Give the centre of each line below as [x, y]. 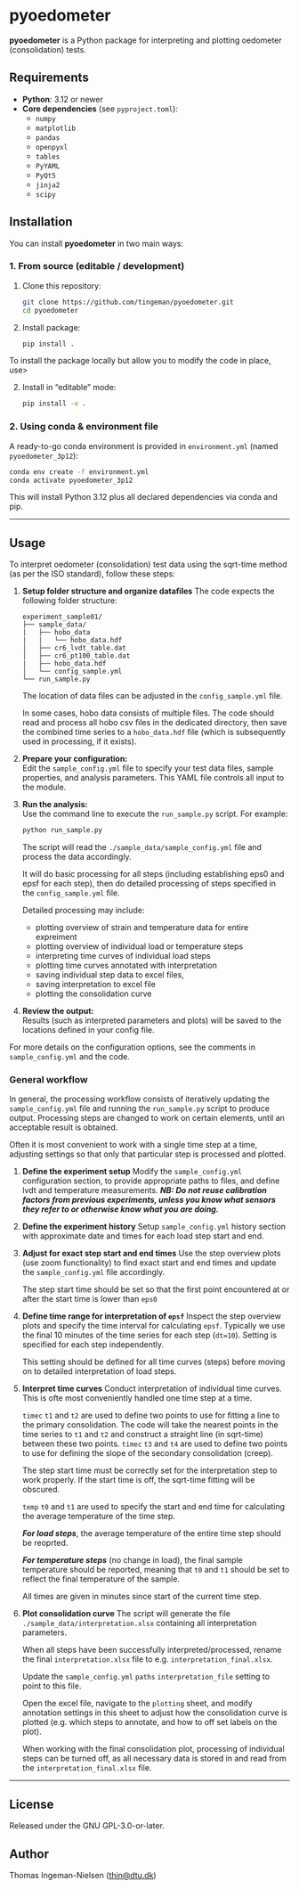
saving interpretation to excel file [95, 985]
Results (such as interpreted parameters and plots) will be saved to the [152, 1020]
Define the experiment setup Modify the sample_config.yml [132, 1172]
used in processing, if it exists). [79, 741]
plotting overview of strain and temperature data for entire [142, 928]
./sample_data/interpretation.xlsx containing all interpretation [139, 1623]
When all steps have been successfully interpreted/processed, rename [152, 1650]
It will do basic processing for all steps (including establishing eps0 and [153, 874]
